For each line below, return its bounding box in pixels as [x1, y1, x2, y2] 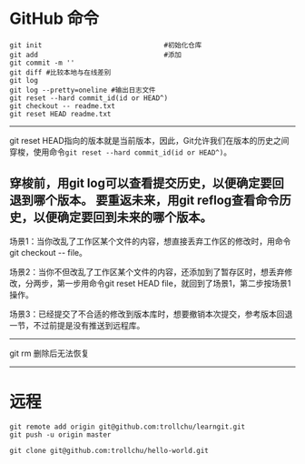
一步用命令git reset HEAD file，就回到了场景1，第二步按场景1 [64, 277, 291, 288]
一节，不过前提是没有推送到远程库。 [9, 319, 145, 330]
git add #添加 [9, 50, 182, 59]
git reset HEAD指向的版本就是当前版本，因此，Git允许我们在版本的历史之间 [9, 135, 290, 146]
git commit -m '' [9, 58, 75, 67]
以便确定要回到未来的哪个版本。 [33, 210, 212, 226]
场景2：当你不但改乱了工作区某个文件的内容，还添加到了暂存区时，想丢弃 [9, 266, 285, 277]
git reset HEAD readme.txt [9, 109, 112, 118]
